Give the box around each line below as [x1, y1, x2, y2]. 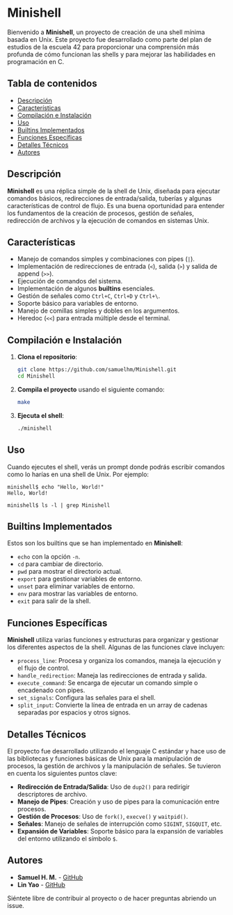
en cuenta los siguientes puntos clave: [7, 769, 118, 777]
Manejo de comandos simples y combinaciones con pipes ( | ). [17, 255, 195, 263]
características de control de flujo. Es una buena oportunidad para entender [7, 201, 225, 210]
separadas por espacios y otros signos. [17, 708, 131, 717]
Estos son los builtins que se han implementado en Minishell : [7, 539, 183, 547]
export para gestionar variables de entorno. [17, 574, 143, 583]
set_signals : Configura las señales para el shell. [17, 694, 156, 702]
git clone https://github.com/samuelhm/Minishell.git [17, 366, 177, 373]
